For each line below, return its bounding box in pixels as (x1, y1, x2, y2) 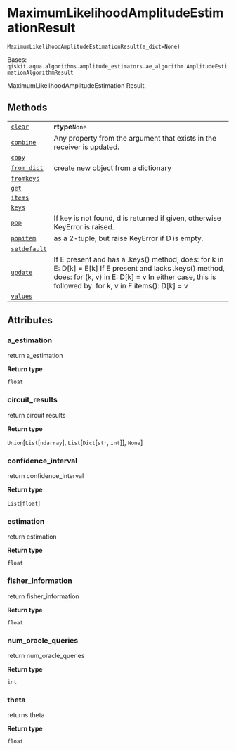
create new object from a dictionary (53, 163, 172, 173)
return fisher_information (7, 592, 79, 601)
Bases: (7, 55, 27, 64)
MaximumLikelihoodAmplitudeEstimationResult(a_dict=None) (7, 43, 181, 50)
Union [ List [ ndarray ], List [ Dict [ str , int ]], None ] (7, 438, 143, 447)
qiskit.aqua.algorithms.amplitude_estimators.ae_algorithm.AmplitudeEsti (7, 63, 228, 70)
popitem (11, 234, 37, 242)
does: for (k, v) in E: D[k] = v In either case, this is (53, 272, 216, 282)
